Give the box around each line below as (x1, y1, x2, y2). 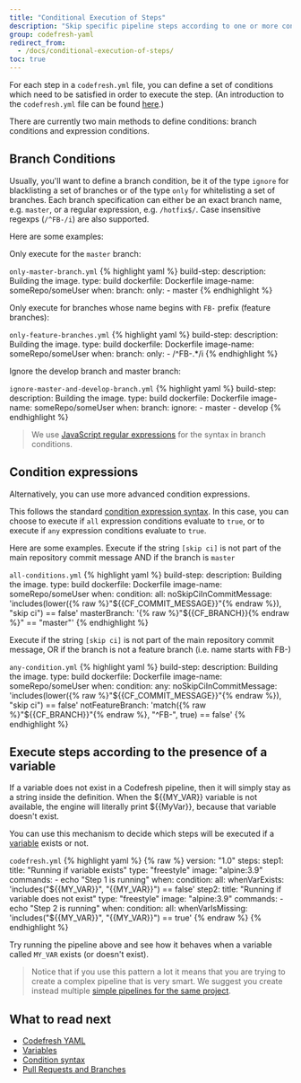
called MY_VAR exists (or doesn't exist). (9, 949, 150, 960)
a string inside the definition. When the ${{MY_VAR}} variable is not (9, 792, 258, 803)
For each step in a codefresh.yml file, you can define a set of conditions (9, 80, 273, 90)
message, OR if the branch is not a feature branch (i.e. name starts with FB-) (9, 644, 291, 655)
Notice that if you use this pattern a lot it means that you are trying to (30, 966, 286, 977)
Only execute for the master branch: (9, 248, 142, 259)
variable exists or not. (9, 838, 90, 849)
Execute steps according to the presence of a (9, 744, 268, 760)
